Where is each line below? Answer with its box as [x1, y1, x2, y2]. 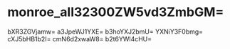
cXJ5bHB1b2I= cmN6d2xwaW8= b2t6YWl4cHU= [7, 34, 152, 43]
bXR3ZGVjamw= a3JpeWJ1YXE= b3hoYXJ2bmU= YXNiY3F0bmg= [7, 27, 204, 36]
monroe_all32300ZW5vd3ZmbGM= [7, 4, 224, 20]
